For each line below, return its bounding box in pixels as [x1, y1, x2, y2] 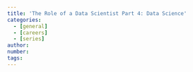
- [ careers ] [13, 29, 48, 36]
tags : [7, 55, 23, 62]
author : [7, 42, 30, 49]
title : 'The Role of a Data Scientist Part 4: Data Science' [7, 10, 187, 17]
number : [7, 49, 30, 56]
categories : [7, 16, 42, 23]
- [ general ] [13, 23, 48, 29]
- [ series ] [13, 36, 45, 43]
